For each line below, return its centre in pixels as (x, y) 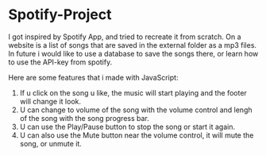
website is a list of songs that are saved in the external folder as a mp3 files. (132, 45)
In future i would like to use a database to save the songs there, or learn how (133, 53)
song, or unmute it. (50, 143)
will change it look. (50, 101)
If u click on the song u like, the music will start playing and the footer (133, 92)
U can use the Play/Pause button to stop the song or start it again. (127, 127)
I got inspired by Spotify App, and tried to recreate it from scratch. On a (125, 37)
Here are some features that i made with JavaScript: (93, 77)
